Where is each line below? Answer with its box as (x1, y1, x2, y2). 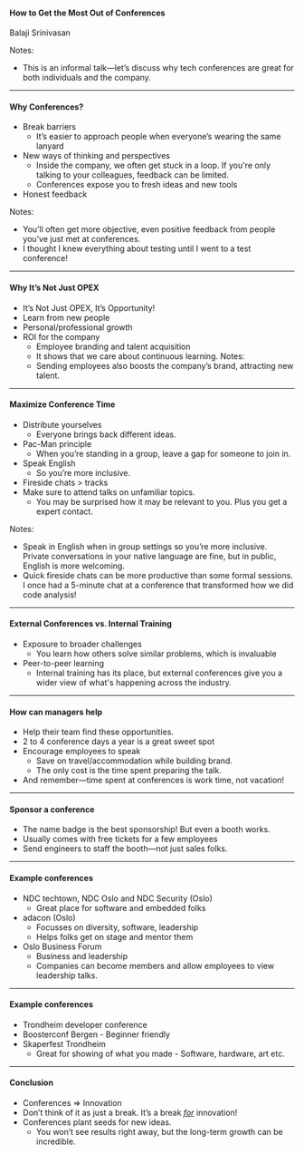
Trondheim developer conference (22, 1019, 147, 1030)
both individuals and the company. (22, 73, 152, 83)
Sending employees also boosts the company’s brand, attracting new (35, 360, 294, 371)
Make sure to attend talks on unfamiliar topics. (22, 486, 195, 498)
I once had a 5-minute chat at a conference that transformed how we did (22, 579, 294, 590)
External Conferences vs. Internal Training (9, 618, 172, 629)
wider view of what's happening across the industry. (35, 677, 233, 688)
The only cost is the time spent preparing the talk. (35, 765, 222, 776)
